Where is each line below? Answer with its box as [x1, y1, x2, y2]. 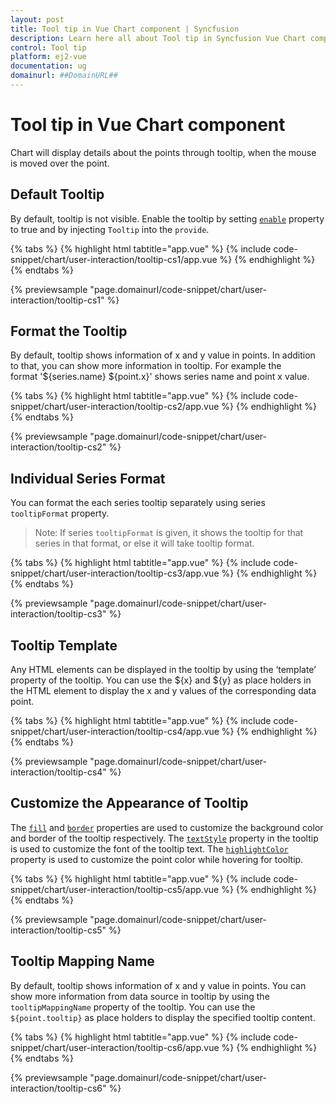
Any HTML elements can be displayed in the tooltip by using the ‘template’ [10, 664, 317, 676]
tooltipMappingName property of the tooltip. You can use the [10, 1001, 256, 1013]
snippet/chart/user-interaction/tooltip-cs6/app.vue [10, 1041, 220, 1053]
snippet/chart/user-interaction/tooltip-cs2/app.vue [10, 401, 220, 413]
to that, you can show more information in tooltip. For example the [10, 360, 282, 372]
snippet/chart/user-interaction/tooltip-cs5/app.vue [10, 883, 220, 895]
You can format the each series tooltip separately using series [10, 497, 266, 509]
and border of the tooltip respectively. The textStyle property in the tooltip [10, 832, 319, 844]
